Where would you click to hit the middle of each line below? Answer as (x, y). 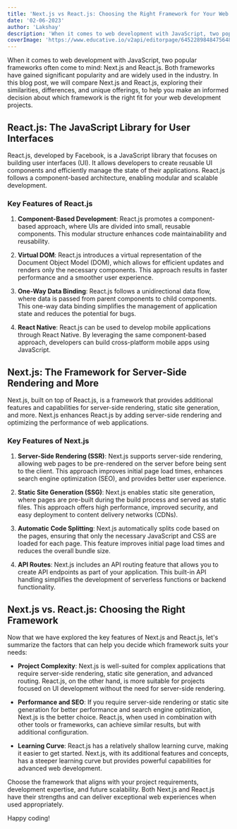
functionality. (36, 587)
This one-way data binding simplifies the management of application (117, 306)
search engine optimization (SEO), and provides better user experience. (122, 479)
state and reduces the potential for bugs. (77, 314)
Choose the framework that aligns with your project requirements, (103, 782)
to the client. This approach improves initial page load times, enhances (120, 471)
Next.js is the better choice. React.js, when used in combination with (117, 718)
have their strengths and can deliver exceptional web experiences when (112, 797)
